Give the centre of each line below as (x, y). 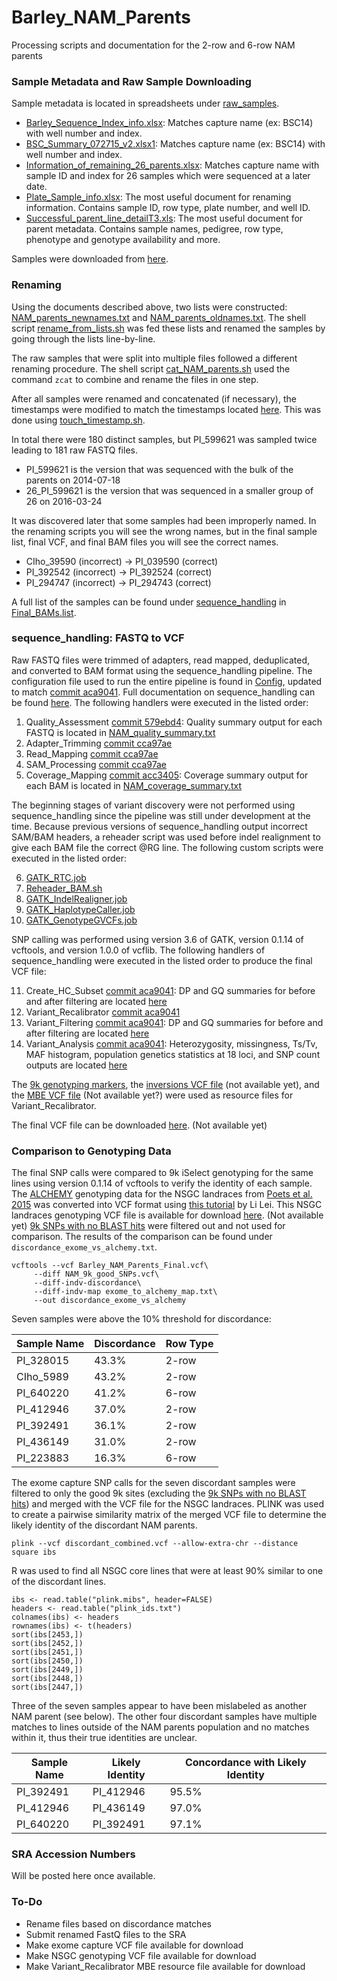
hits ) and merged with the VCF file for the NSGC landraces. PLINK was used (167, 1504)
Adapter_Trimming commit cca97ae (99, 743)
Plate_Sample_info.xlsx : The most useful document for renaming (158, 197)
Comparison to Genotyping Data (91, 1151)
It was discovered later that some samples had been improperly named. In (164, 520)
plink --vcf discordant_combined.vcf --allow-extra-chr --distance (155, 1544)
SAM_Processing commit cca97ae (96, 764)
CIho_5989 (42, 1377)
